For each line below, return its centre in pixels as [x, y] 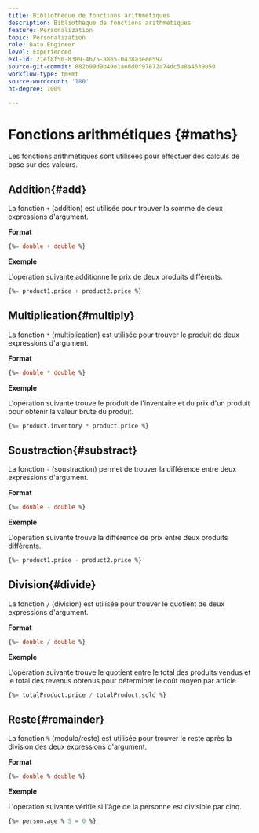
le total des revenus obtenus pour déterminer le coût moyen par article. [123, 680]
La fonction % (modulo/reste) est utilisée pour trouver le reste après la [120, 739]
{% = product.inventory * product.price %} [78, 426]
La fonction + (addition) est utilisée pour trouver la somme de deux [116, 209]
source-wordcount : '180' [49, 81]
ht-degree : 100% [35, 89]
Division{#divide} [52, 585]
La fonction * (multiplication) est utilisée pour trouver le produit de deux [124, 335]
